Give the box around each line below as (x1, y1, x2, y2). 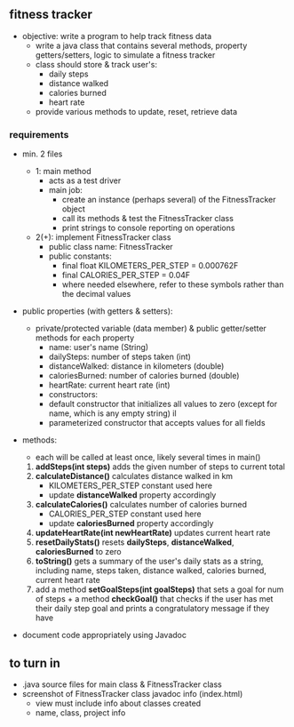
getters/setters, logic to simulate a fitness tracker (35, 49, 216, 60)
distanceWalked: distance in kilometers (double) (48, 361, 225, 371)
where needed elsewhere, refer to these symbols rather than (61, 279, 284, 290)
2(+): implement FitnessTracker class (35, 232, 171, 243)
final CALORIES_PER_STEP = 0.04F (61, 270, 191, 281)
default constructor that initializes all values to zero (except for (48, 399, 278, 410)
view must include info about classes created (35, 698, 202, 708)
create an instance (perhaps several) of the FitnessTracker (61, 195, 276, 205)
